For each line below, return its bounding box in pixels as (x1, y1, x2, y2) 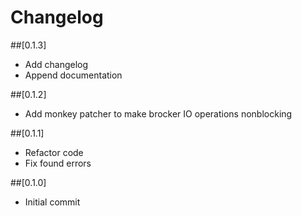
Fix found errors (24, 157, 92, 169)
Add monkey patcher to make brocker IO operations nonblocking (24, 107, 293, 120)
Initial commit (24, 196, 81, 208)
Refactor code (24, 146, 84, 158)
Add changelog (24, 58, 89, 70)
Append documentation (24, 69, 123, 81)
